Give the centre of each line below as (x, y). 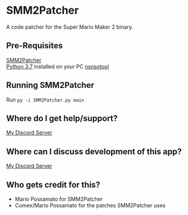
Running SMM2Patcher (50, 85)
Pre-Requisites (35, 46)
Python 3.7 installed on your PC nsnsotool (58, 66)
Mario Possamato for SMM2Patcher (59, 199)
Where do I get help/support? (62, 118)
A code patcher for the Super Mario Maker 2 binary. (70, 27)
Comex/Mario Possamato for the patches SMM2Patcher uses (90, 205)
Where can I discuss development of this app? (94, 151)
